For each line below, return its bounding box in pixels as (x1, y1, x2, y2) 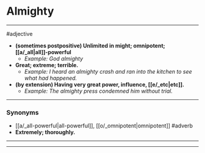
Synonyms (6, 108, 39, 116)
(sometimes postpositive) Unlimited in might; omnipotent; (15, 41, 166, 49)
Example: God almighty (24, 55, 84, 62)
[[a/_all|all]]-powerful (15, 48, 71, 55)
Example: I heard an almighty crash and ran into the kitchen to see (24, 68, 192, 75)
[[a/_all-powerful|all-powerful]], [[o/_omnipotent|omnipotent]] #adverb (15, 122, 193, 129)
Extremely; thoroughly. (15, 129, 76, 136)
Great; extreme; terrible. (15, 61, 79, 68)
